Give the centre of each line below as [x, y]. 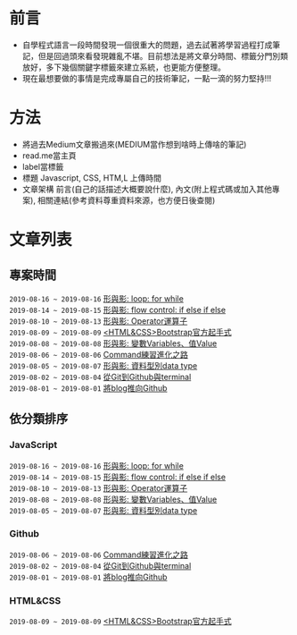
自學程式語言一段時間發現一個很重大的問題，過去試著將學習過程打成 [147, 45]
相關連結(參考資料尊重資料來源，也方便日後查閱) [126, 200]
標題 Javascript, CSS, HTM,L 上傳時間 [92, 178]
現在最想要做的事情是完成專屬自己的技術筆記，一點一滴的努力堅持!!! [147, 78]
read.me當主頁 [49, 155]
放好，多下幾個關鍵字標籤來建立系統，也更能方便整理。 [124, 67]
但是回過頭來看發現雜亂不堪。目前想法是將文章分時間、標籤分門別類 [163, 55]
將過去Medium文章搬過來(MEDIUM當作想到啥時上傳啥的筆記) [134, 144]
